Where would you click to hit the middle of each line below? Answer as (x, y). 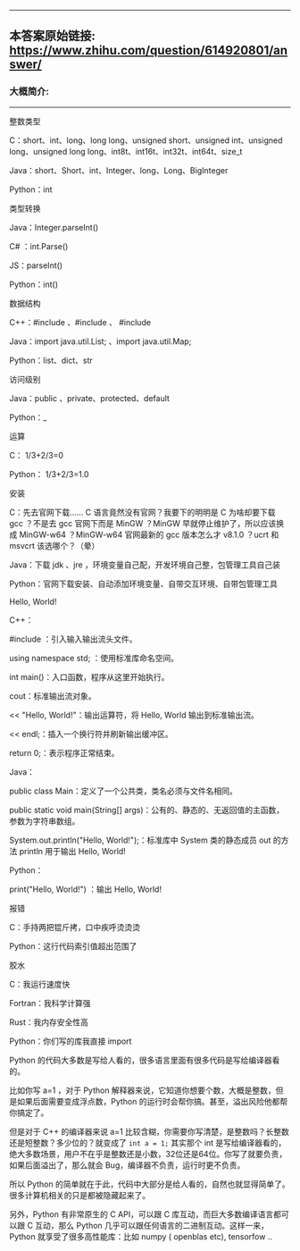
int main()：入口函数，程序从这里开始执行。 (89, 676)
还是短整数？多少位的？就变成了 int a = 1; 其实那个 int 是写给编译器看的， (148, 1142)
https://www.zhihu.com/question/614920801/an (149, 50)
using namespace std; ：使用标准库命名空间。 (94, 658)
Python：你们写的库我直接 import (71, 1041)
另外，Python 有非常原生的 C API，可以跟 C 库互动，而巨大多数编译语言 (142, 1214)
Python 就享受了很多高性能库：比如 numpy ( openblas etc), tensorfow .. (141, 1236)
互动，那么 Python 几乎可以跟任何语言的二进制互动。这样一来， (152, 1225)
